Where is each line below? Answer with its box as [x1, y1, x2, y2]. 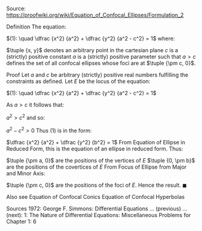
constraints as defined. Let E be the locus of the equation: [6, 78, 151, 85]
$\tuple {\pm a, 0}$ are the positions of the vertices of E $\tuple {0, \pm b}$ [6, 156, 195, 164]
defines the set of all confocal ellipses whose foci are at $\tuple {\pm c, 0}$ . [6, 59, 196, 67]
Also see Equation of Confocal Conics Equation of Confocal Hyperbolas [6, 193, 185, 200]
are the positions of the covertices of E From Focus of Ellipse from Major [6, 163, 187, 170]
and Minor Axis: [6, 169, 45, 177]
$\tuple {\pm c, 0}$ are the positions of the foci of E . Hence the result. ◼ [6, 181, 187, 189]
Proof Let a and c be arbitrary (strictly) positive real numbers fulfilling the [6, 72, 189, 79]
